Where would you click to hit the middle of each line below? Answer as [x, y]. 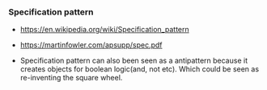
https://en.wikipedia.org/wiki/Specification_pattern [105, 30]
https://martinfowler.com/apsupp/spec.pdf [91, 45]
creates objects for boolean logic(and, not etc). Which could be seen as [140, 69]
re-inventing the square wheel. [71, 78]
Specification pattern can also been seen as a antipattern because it [134, 61]
